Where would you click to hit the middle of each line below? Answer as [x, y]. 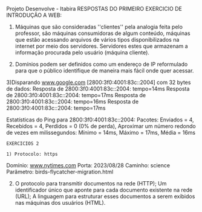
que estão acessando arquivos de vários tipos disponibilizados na [97, 40]
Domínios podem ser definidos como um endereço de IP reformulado [101, 64]
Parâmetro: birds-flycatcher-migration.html [60, 172]
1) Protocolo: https [32, 154]
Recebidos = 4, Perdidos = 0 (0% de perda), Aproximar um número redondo [101, 126]
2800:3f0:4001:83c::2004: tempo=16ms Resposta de [73, 101]
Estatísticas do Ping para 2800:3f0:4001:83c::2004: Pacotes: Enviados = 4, [100, 120]
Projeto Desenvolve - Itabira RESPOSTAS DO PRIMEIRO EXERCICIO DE [94, 9]
